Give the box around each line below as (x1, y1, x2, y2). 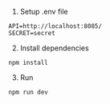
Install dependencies (19, 43, 90, 53)
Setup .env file (19, 7, 68, 16)
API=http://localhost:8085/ (8, 22, 103, 30)
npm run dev (8, 88, 48, 96)
